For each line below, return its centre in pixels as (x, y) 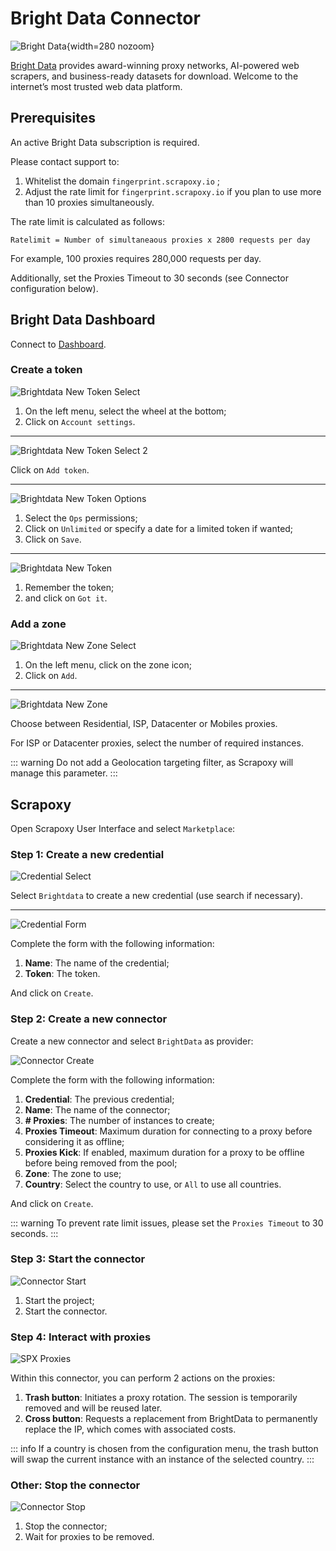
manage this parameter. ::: (64, 773)
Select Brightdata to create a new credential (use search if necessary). (156, 896)
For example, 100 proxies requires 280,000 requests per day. (136, 258)
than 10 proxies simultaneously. (89, 202)
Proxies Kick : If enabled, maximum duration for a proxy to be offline (164, 1152)
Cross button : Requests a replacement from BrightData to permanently (171, 1419)
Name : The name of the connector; (97, 1109)
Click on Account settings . (80, 421)
